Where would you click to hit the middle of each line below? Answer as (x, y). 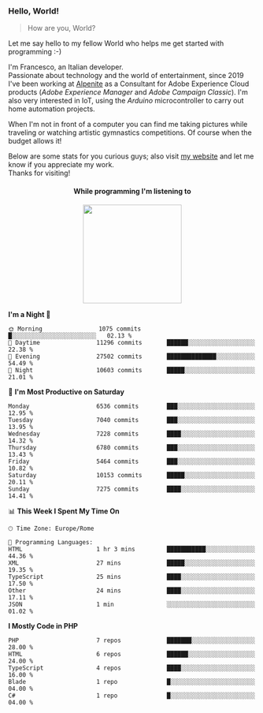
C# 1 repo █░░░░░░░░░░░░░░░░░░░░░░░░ (132, 696)
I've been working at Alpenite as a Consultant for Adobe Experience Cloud (129, 84)
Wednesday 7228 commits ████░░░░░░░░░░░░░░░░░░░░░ (132, 434)
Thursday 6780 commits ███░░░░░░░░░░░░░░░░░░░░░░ (132, 447)
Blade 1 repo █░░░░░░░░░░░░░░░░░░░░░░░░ (132, 681)
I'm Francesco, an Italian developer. (66, 67)
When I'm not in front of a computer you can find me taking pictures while (128, 125)
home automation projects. (52, 109)
